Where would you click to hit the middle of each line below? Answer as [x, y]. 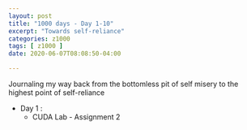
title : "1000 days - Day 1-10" [61, 24]
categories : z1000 [39, 39]
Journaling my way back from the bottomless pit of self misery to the [123, 84]
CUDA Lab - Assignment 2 [76, 117]
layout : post [30, 16]
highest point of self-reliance [57, 93]
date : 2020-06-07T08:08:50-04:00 [65, 54]
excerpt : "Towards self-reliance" [67, 31]
